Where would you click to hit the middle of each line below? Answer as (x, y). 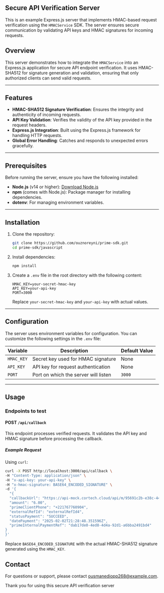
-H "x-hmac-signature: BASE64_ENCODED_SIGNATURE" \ (59, 485)
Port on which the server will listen (72, 375)
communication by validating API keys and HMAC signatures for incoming (79, 30)
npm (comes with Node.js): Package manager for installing (71, 192)
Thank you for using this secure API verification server (60, 585)
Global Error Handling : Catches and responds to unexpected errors (80, 140)
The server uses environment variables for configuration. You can (71, 333)
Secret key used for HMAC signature (74, 359)
